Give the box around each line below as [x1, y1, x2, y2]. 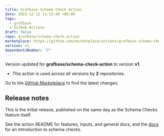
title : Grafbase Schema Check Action [5, 7, 82, 12]
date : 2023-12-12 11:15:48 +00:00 [5, 12, 76, 17]
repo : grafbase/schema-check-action [5, 34, 80, 39]
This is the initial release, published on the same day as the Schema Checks [5, 107, 158, 113]
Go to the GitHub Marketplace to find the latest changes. [5, 80, 119, 85]
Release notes [5, 94, 49, 102]
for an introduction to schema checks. [5, 127, 82, 133]
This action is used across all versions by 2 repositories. [12, 70, 125, 76]
